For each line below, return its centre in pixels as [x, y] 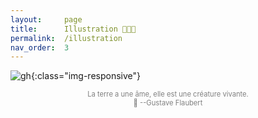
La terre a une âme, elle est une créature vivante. [168, 94]
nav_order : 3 [40, 47]
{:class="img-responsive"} [86, 76]
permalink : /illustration [66, 38]
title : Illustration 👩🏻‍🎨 [73, 29]
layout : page [46, 19]
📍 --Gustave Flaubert [168, 103]
